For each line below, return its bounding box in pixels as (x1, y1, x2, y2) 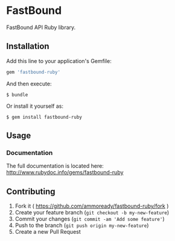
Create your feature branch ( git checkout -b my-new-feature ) (14, 209, 170, 216)
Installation (6, 41, 49, 51)
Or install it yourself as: (6, 102, 63, 110)
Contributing (6, 186, 56, 197)
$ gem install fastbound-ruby (6, 114, 83, 120)
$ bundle (6, 91, 28, 97)
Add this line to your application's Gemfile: (6, 57, 112, 64)
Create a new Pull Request (14, 228, 81, 236)
